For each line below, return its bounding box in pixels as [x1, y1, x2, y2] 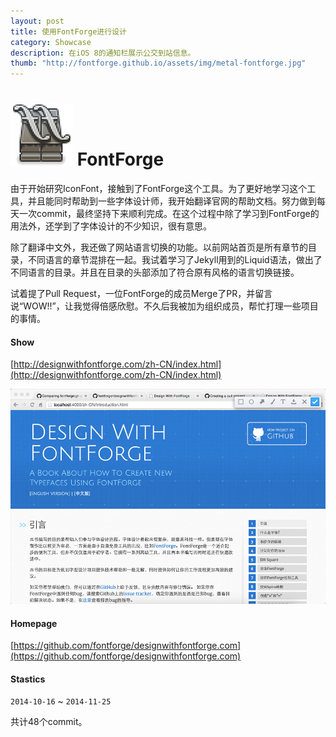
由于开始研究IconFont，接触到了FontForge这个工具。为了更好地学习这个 [10, 183, 308, 195]
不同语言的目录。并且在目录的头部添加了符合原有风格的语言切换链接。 [10, 266, 300, 279]
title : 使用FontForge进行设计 [10, 26, 127, 37]
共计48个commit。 [10, 716, 88, 728]
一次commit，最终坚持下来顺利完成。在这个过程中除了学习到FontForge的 [18, 208, 320, 220]
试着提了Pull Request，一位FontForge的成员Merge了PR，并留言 [10, 288, 273, 300]
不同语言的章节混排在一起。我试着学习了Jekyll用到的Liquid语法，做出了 [27, 254, 323, 266]
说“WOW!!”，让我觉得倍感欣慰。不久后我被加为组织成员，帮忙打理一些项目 [10, 300, 319, 312]
